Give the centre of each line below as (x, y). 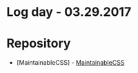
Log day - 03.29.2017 (69, 12)
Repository (39, 44)
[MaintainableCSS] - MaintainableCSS (70, 63)
